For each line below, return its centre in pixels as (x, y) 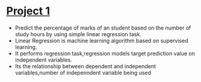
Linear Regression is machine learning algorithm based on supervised (101, 40)
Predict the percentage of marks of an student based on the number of (103, 28)
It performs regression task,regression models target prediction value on (105, 53)
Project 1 (28, 11)
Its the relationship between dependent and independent (85, 66)
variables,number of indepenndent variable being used (83, 72)
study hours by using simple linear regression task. (78, 34)
